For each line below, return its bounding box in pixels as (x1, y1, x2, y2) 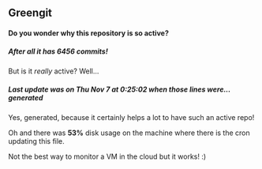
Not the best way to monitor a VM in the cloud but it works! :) (8, 152, 207, 161)
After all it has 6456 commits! (8, 47, 108, 56)
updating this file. (8, 136, 65, 145)
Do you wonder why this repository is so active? (8, 28, 170, 38)
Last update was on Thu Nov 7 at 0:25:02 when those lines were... (8, 84, 231, 94)
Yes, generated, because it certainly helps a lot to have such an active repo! (8, 112, 255, 122)
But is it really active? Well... (8, 66, 99, 76)
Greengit (8, 6, 53, 20)
